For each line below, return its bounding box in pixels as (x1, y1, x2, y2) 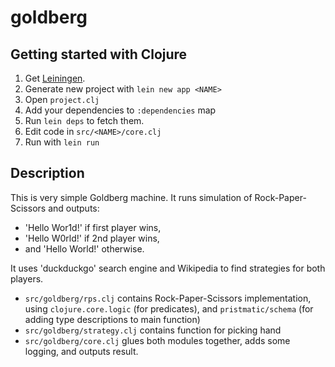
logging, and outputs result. (24, 345, 139, 357)
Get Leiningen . (24, 72, 86, 84)
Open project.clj (24, 94, 100, 105)
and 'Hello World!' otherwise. (24, 242, 145, 255)
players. (10, 272, 44, 285)
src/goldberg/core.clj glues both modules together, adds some (24, 334, 291, 346)
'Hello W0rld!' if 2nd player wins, (24, 232, 160, 244)
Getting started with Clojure (10, 46, 188, 63)
